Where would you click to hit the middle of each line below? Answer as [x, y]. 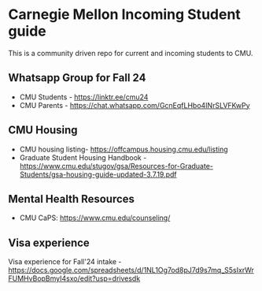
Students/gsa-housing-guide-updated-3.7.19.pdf [98, 174]
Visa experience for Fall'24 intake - [65, 262]
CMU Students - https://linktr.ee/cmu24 [84, 97]
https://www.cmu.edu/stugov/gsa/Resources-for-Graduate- [116, 166]
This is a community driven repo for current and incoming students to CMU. [131, 53]
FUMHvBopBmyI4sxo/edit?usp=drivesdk [74, 278]
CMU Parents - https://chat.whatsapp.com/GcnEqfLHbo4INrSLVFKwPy [135, 105]
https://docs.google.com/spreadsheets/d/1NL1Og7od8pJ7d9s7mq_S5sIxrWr [131, 270]
